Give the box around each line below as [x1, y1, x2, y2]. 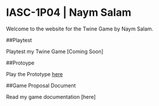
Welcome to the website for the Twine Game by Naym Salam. [6, 25, 154, 32]
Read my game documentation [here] [6, 93, 96, 100]
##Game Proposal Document [6, 82, 76, 89]
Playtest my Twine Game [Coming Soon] [6, 47, 103, 55]
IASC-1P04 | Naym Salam [6, 6, 132, 19]
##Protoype [6, 59, 35, 66]
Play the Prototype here [6, 70, 63, 77]
